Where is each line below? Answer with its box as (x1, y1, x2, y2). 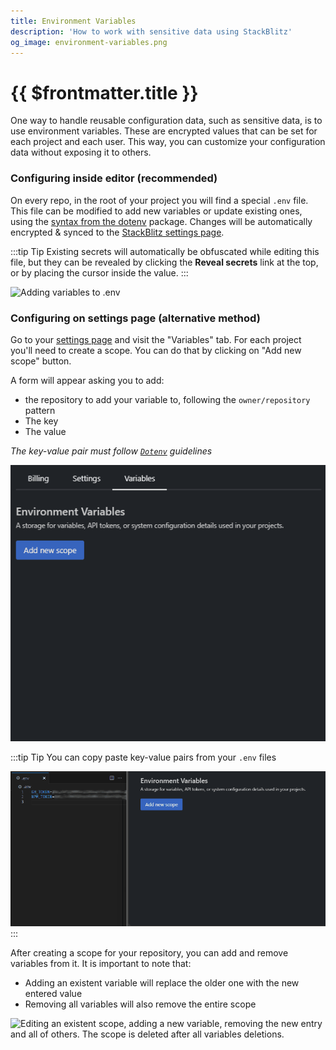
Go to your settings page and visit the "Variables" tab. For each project (10, 333, 302, 345)
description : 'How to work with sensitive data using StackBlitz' (10, 26, 293, 37)
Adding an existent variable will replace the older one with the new (24, 977, 300, 989)
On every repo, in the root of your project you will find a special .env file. (10, 194, 309, 206)
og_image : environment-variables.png (10, 37, 168, 47)
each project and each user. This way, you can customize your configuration (10, 136, 326, 148)
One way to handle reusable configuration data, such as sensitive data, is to (10, 115, 323, 127)
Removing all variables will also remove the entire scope (24, 998, 257, 1010)
